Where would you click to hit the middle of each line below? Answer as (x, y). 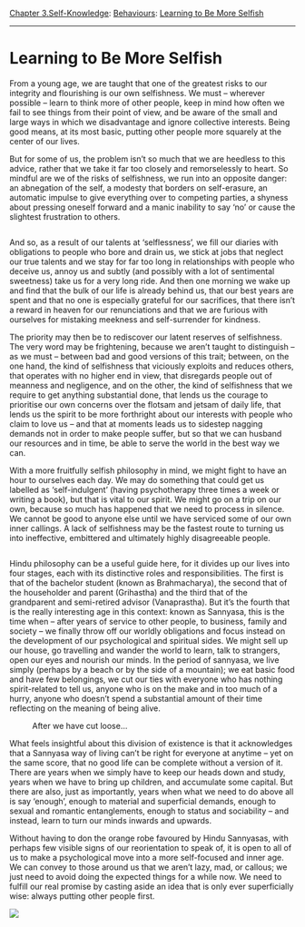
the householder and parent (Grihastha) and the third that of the (128, 592)
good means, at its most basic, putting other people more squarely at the (146, 132)
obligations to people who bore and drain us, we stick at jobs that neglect (147, 251)
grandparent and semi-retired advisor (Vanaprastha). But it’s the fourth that (150, 602)
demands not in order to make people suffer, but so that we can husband (146, 433)
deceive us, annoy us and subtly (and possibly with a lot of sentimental (142, 271)
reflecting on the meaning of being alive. (85, 708)
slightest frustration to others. (65, 216)
